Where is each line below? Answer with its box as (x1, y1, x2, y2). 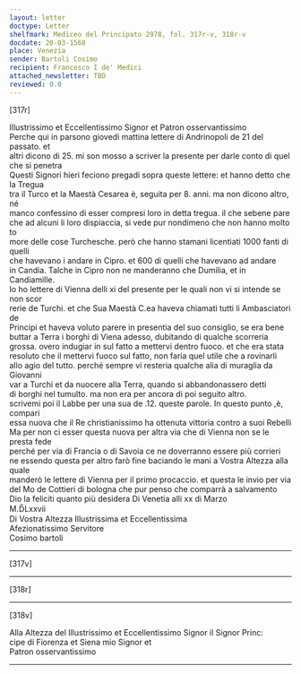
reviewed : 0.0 (9, 80, 63, 89)
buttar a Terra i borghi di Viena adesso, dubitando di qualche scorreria (9, 331, 269, 341)
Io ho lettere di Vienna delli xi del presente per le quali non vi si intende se (9, 283, 281, 294)
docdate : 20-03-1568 (9, 38, 87, 48)
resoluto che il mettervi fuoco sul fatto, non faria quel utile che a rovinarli (9, 350, 278, 361)
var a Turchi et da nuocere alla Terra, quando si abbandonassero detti (9, 378, 267, 390)
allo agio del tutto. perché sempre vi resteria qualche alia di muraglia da (9, 359, 273, 370)
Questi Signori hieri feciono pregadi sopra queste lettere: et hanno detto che (9, 169, 291, 180)
